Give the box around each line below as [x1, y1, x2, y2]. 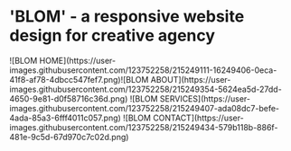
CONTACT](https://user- [153, 112, 244, 123]
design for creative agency [9, 25, 215, 46]
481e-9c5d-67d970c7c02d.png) [9, 131, 129, 142]
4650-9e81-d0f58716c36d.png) [9, 93, 128, 104]
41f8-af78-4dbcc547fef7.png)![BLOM [9, 74, 149, 84]
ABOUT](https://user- [150, 74, 231, 84]
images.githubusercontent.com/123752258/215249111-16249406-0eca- [9, 65, 277, 75]
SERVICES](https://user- [159, 93, 251, 104]
